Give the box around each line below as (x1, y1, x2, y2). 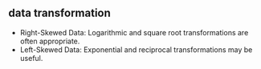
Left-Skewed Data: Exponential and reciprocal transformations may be (19, 44, 253, 55)
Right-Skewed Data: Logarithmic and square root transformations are (19, 27, 249, 37)
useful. (19, 53, 43, 63)
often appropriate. (19, 36, 80, 46)
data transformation (8, 6, 111, 20)
